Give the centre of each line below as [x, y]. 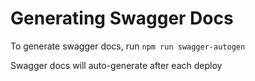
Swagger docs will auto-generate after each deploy [116, 65]
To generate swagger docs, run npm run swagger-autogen [128, 46]
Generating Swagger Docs [122, 18]
